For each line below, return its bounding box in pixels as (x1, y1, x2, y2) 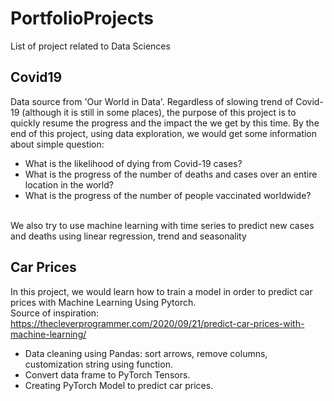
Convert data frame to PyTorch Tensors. (24, 368, 191, 381)
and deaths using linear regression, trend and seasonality (10, 230, 247, 242)
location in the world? (24, 178, 114, 191)
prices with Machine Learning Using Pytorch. (10, 296, 197, 308)
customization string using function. (24, 358, 173, 370)
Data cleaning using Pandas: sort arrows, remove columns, (24, 347, 268, 359)
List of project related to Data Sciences (10, 40, 171, 52)
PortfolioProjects (10, 7, 154, 30)
